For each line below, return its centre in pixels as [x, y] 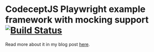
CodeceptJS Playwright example [75, 9]
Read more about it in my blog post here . [47, 44]
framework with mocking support [77, 20]
